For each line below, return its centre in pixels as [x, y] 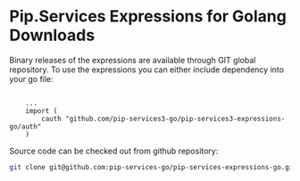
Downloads [52, 35]
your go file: [31, 78]
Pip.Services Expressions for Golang [148, 16]
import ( [42, 111]
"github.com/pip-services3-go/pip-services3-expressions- [175, 119]
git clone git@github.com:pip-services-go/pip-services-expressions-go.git [153, 167]
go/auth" [25, 127]
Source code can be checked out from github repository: [114, 151]
